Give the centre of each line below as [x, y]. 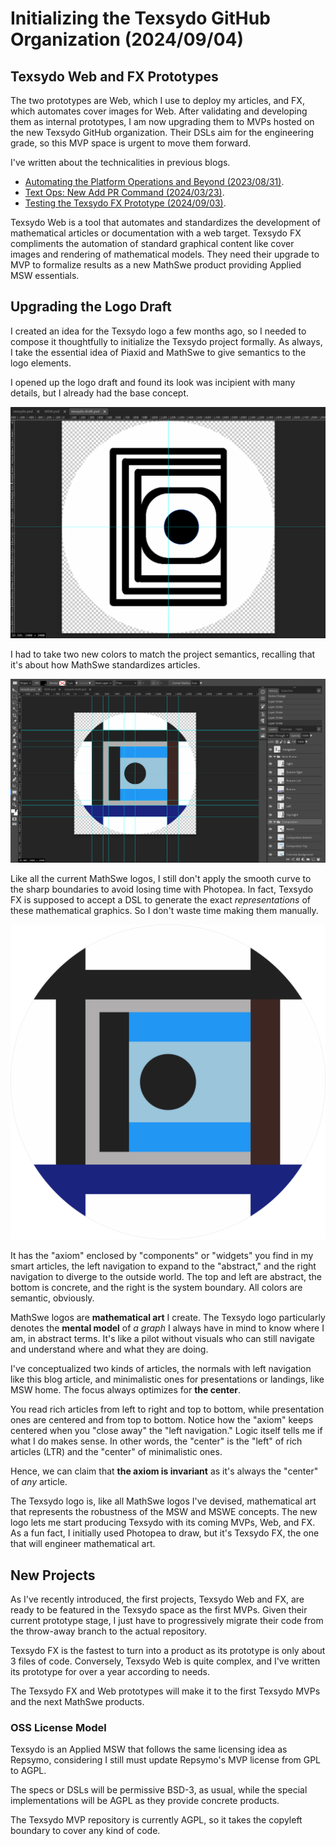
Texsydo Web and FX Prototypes [114, 76]
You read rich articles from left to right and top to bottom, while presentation [167, 1409]
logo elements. [41, 363]
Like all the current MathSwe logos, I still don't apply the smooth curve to [161, 879]
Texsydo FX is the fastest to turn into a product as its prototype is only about [168, 1651]
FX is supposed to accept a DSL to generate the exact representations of [160, 900]
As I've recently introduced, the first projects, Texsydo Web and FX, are [157, 1599]
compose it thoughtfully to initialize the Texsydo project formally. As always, [166, 341]
